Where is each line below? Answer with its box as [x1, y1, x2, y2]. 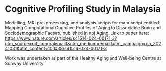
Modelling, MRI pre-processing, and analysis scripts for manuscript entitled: [5, 20, 160, 25]
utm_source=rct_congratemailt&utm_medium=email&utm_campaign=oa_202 [5, 40, 161, 46]
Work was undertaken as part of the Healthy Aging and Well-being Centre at [5, 55, 161, 61]
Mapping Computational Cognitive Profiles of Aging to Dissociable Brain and [5, 24, 161, 30]
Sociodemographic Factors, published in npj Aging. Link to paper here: [5, 30, 150, 36]
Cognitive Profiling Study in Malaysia [5, 3, 161, 15]
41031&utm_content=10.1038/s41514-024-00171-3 [5, 46, 107, 51]
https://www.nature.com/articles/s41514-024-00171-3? [5, 35, 117, 41]
